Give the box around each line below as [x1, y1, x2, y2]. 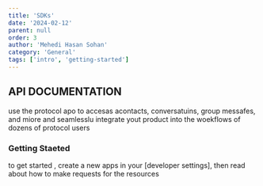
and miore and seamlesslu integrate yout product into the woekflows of [8, 114, 241, 123]
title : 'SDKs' [8, 11, 55, 20]
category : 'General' [8, 48, 77, 56]
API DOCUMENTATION [8, 85, 122, 99]
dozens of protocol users [8, 123, 90, 132]
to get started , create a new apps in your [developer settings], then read [8, 160, 246, 170]
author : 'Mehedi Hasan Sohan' [8, 41, 109, 49]
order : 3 [8, 33, 37, 42]
